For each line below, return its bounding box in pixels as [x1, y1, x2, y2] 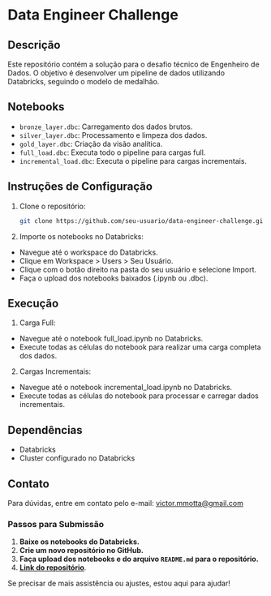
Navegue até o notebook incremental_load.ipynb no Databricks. [19, 383, 233, 392]
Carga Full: [19, 318, 56, 328]
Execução [7, 296, 59, 310]
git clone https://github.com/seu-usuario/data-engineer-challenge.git [19, 217, 267, 225]
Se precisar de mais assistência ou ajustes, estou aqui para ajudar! [7, 578, 230, 589]
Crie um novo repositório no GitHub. [19, 546, 144, 555]
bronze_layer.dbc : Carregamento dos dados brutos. [19, 122, 193, 131]
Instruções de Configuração [7, 180, 153, 194]
